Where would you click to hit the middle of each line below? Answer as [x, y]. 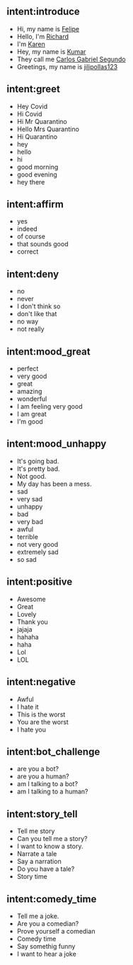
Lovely [27, 614]
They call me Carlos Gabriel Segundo [71, 59]
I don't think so [39, 306]
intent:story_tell [42, 814]
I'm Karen [31, 44]
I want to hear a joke [47, 954]
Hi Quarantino [37, 136]
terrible [27, 536]
